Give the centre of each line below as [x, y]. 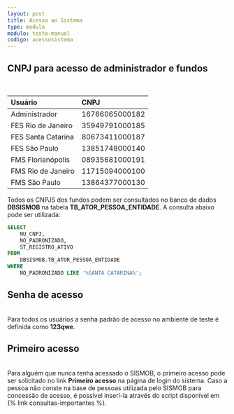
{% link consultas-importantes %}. [57, 403]
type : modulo [26, 27]
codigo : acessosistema [40, 40]
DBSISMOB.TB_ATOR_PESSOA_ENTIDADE [70, 260]
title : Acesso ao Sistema [45, 20]
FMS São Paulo [36, 182]
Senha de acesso [45, 295]
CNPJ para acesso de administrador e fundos [108, 68]
